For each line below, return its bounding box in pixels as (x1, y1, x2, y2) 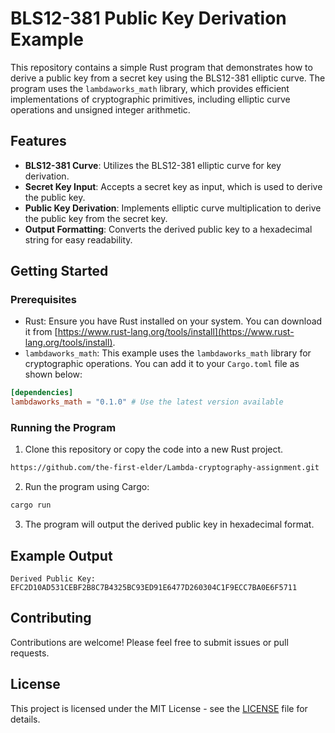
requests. (10, 647, 50, 659)
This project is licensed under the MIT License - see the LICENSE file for (10, 702, 308, 714)
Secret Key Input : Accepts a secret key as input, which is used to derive (24, 180, 323, 192)
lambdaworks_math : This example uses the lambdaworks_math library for (24, 347, 312, 359)
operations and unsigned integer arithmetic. (10, 103, 191, 116)
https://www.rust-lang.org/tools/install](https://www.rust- (57, 326, 295, 338)
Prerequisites (10, 293, 77, 307)
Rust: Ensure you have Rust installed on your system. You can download (24, 315, 323, 327)
